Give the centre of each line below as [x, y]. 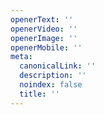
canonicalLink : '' [58, 66]
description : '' [53, 76]
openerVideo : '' [44, 29]
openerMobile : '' [46, 47]
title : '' [39, 94]
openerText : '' [42, 19]
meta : [21, 57]
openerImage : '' [44, 38]
